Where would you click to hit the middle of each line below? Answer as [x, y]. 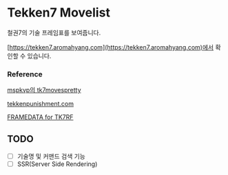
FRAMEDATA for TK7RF [40, 117]
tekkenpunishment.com [41, 104]
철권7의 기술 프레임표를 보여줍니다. [54, 32]
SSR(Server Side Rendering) [57, 164]
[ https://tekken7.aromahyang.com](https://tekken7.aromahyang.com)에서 [111, 47]
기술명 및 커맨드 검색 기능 [51, 156]
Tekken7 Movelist [59, 13]
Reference [25, 74]
